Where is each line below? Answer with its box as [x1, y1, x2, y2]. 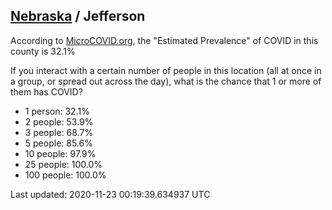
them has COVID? [10, 85, 83, 98]
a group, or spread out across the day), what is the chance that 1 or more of [10, 75, 322, 87]
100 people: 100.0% [24, 169, 107, 181]
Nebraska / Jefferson [10, 8, 146, 25]
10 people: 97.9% [24, 147, 97, 159]
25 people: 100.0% [24, 158, 103, 170]
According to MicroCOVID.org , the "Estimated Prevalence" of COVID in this [10, 34, 319, 46]
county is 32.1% [10, 45, 76, 57]
